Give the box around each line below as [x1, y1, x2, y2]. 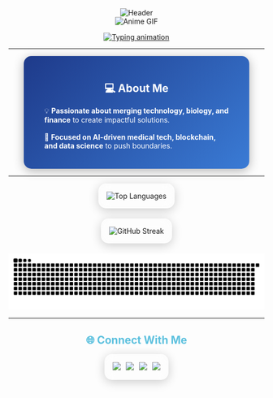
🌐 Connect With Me [85, 333, 188, 347]
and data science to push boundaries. [44, 141, 173, 151]
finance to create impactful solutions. [44, 115, 171, 125]
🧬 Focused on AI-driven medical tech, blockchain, [44, 132, 217, 142]
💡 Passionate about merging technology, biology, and [44, 106, 229, 116]
